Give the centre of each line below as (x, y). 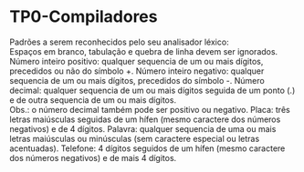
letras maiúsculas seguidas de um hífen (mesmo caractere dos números (145, 119)
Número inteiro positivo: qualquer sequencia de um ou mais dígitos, (136, 61)
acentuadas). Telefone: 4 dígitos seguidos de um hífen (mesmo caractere (147, 148)
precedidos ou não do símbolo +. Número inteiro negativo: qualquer (137, 71)
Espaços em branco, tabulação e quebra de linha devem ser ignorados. (144, 51)
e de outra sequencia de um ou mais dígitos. (93, 100)
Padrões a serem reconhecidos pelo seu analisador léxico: (120, 42)
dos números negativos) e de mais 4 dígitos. (93, 157)
